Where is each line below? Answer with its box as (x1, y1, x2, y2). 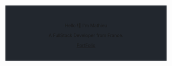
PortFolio (76, 42, 96, 48)
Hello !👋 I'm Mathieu (64, 22, 107, 28)
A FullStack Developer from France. (48, 32, 124, 38)
